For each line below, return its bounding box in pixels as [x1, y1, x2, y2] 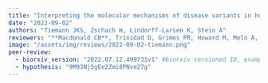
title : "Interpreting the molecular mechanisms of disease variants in [8, 11, 251, 20]
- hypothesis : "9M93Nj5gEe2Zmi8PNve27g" [15, 63, 152, 71]
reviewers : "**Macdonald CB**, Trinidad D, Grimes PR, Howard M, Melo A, [8, 33, 259, 42]
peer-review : [8, 48, 52, 56]
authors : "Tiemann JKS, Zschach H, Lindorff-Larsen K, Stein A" [8, 26, 227, 34]
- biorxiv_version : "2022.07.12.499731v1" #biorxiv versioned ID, [15, 56, 241, 64]
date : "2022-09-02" [8, 19, 73, 27]
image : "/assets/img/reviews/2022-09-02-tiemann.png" [8, 41, 191, 49]
